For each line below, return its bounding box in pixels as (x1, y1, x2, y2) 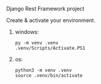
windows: (14, 28, 39, 35)
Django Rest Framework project (6, 5, 85, 12)
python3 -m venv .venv (14, 67, 72, 73)
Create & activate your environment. (6, 17, 96, 23)
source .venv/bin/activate (14, 73, 83, 79)
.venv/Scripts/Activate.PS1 (14, 45, 85, 51)
